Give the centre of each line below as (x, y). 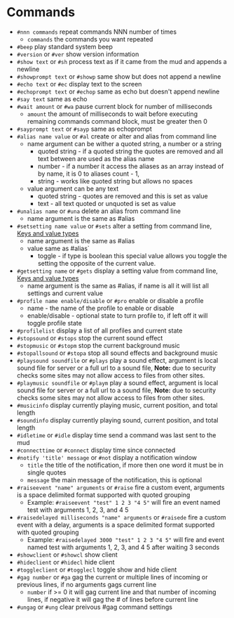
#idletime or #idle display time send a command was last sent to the (116, 435)
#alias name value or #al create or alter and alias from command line (117, 136)
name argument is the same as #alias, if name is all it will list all (118, 285)
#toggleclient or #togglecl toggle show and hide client (97, 569)
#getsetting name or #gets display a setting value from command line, (117, 271)
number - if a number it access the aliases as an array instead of (131, 166)
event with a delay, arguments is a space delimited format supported (116, 524)
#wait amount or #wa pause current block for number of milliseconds (115, 106)
